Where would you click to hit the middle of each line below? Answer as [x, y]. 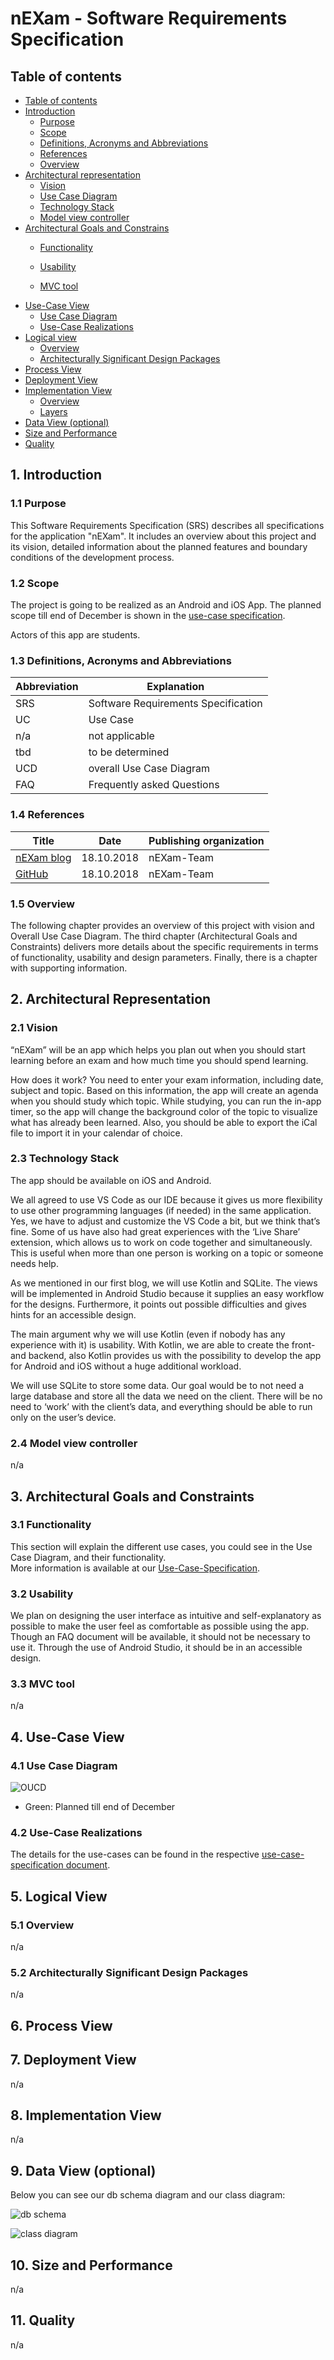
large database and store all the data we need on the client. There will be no [166, 1396]
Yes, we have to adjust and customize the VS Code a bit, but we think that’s [165, 1221]
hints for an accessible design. [73, 1314]
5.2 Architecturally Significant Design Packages [129, 1973]
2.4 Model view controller [74, 1443]
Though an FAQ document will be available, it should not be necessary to [160, 1637]
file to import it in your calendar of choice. [96, 1133]
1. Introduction [56, 475]
